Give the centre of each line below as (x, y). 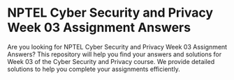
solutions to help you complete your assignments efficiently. (94, 69)
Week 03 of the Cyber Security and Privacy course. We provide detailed (111, 61)
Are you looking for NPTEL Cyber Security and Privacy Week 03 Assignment (117, 47)
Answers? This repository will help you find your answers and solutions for (115, 54)
